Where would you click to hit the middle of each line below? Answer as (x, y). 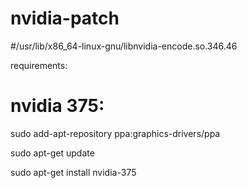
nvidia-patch (65, 18)
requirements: (39, 65)
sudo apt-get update (52, 153)
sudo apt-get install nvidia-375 (73, 172)
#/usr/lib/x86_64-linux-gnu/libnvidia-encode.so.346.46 (124, 46)
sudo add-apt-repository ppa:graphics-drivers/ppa (115, 133)
